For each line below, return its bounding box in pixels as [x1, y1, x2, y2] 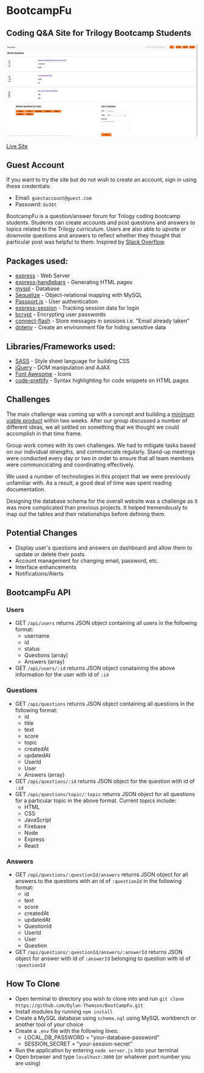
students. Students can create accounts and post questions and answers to [6, 219, 195, 227]
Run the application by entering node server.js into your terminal [15, 1046, 178, 1054]
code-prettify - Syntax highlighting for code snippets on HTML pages [15, 377, 189, 384]
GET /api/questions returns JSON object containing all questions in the [15, 700, 194, 707]
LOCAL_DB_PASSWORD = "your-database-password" [24, 1034, 160, 1041]
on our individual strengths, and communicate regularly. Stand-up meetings [6, 448, 195, 455]
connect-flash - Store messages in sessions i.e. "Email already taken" [15, 317, 190, 325]
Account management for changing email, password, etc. [15, 557, 159, 564]
